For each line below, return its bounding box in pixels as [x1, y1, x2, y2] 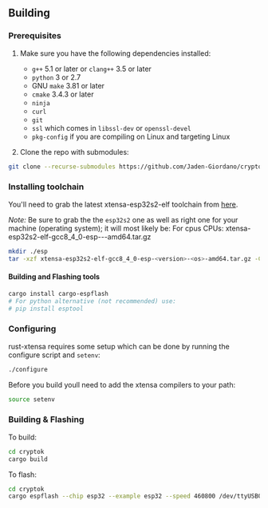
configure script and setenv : [8, 350, 101, 360]
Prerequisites [8, 30, 61, 41]
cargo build [8, 455, 48, 463]
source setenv [8, 395, 56, 404]
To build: [8, 432, 37, 442]
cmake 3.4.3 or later [31, 89, 94, 99]
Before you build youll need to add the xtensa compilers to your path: [8, 380, 236, 389]
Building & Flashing [8, 414, 85, 425]
